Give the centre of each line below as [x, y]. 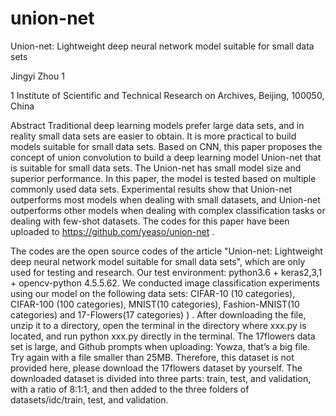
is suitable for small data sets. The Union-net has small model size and [156, 168]
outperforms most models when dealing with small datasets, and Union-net [165, 199]
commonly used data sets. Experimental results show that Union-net [151, 189]
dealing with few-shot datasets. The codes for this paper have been [150, 221]
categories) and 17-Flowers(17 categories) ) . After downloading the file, [158, 314]
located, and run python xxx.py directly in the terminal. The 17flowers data [163, 336]
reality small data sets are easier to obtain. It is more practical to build [153, 136]
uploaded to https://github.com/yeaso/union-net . [112, 231]
